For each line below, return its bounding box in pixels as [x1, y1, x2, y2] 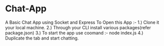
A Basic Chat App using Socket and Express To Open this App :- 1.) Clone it [5, 19, 160, 25]
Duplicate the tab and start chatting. [5, 35, 79, 41]
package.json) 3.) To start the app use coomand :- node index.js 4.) [5, 30, 144, 36]
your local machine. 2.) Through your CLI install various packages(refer [5, 24, 152, 30]
